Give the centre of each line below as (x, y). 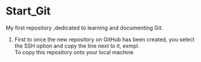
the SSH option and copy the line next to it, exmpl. (77, 46)
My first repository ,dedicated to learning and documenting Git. (84, 28)
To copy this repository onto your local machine (74, 52)
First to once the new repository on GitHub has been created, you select (104, 39)
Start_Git (28, 11)
